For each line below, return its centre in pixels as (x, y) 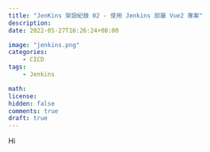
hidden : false (32, 103)
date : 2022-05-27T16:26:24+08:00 (64, 30)
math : (17, 88)
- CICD (33, 60)
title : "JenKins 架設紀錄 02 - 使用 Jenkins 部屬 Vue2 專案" (105, 16)
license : (23, 96)
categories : (28, 53)
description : (30, 23)
